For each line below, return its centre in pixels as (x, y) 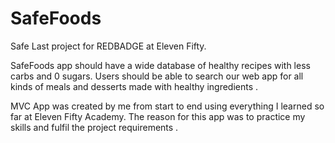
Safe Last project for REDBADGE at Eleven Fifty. (108, 46)
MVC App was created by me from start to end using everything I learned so (167, 106)
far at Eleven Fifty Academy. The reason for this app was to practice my (158, 116)
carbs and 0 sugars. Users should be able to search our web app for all (157, 76)
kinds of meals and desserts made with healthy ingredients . (134, 86)
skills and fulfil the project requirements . (94, 127)
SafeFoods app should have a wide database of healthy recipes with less (160, 65)
